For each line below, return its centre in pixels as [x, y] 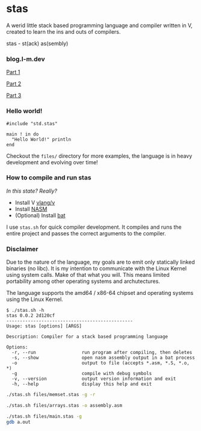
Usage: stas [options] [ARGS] [44, 326]
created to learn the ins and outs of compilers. [63, 31]
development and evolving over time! [52, 162]
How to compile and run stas [49, 178]
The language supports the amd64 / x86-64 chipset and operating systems [100, 293]
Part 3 [14, 96]
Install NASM [31, 209]
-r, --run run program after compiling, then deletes [102, 353]
